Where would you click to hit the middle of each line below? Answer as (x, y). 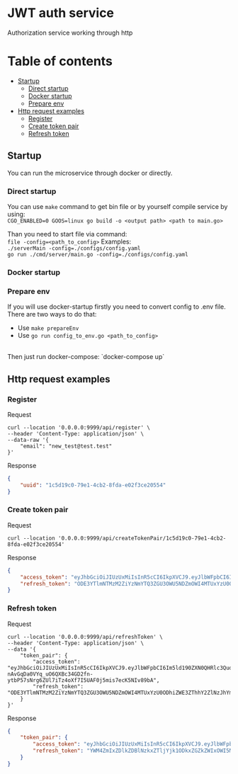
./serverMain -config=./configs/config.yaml (74, 248)
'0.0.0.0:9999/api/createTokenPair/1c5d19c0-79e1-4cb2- (142, 538)
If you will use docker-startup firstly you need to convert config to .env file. (117, 307)
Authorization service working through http (70, 33)
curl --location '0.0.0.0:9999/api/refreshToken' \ (85, 637)
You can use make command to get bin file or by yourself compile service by (118, 206)
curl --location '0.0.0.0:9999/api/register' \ (79, 427)
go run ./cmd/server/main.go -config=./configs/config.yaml (98, 254)
